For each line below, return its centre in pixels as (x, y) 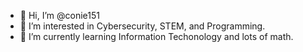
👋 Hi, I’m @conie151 (59, 15)
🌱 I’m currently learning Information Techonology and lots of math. (156, 36)
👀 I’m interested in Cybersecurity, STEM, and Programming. (142, 26)
